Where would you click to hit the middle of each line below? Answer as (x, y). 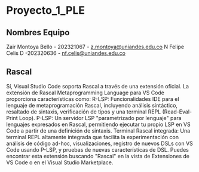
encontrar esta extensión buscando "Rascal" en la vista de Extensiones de (98, 156)
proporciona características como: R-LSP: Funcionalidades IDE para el (93, 99)
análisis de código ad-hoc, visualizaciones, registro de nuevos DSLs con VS (99, 143)
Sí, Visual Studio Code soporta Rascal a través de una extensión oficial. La (98, 86)
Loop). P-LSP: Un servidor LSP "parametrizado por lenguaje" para (100, 118)
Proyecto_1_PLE (46, 10)
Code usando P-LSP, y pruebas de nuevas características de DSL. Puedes (98, 149)
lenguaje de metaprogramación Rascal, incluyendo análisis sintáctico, (92, 105)
